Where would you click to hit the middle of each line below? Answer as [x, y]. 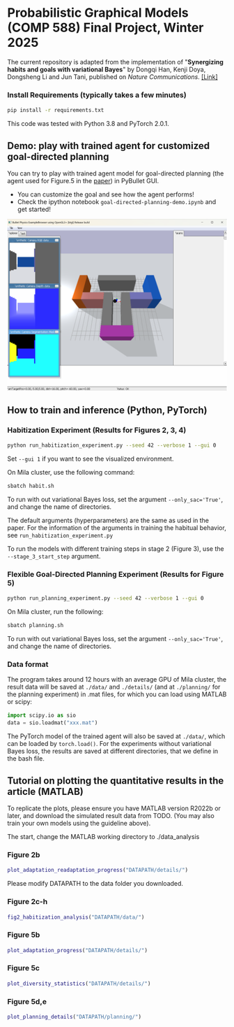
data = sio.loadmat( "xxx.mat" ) [53, 723]
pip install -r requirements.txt [56, 110]
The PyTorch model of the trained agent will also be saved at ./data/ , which [116, 736]
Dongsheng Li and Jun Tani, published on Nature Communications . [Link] [112, 77]
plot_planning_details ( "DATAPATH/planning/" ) [74, 1017]
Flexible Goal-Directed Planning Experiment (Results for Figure [116, 575]
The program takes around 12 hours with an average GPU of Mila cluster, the [117, 680]
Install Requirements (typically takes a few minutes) [97, 94]
